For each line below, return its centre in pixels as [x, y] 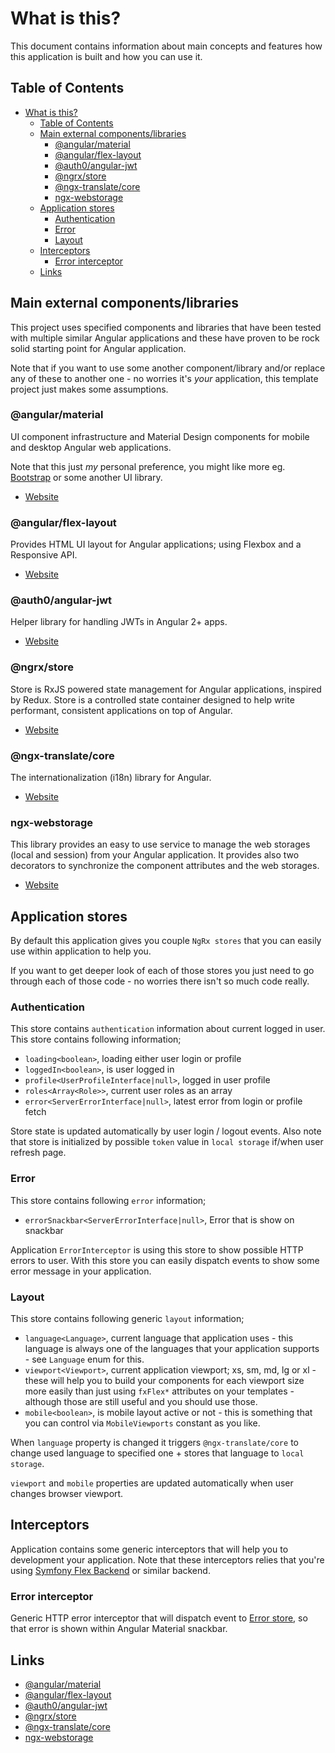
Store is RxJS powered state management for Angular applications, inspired [166, 689]
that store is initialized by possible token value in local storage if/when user [167, 1142]
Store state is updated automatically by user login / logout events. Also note [166, 1131]
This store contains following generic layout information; [127, 1319]
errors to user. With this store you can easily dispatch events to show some [165, 1260]
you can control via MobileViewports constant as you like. [142, 1423]
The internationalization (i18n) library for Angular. [111, 778]
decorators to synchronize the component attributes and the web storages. [165, 866]
